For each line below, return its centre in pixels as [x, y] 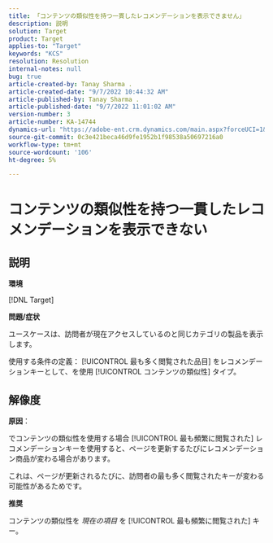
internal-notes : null [45, 69]
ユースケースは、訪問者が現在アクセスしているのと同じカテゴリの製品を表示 [136, 334]
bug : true [25, 77]
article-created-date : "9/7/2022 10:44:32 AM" [89, 92]
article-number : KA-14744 [52, 122]
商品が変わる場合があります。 [65, 459]
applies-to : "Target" [45, 46]
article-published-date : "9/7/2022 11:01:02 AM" [92, 107]
